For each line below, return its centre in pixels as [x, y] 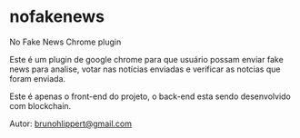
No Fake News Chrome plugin [65, 42]
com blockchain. [40, 105]
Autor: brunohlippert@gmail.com [70, 123]
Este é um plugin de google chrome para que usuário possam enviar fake [146, 59]
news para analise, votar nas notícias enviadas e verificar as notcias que [145, 69]
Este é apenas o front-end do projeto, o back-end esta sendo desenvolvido [150, 96]
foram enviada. [38, 78]
